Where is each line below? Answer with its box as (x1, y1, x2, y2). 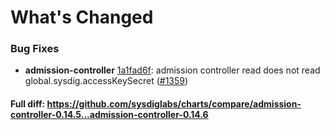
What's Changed (10, 6, 154, 29)
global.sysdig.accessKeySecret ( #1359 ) (24, 75, 189, 87)
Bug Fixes (10, 42, 60, 56)
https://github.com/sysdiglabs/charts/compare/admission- (46, 98, 302, 110)
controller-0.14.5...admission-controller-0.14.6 (10, 109, 209, 121)
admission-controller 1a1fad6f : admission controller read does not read (24, 64, 321, 76)
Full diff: (10, 98, 46, 110)
